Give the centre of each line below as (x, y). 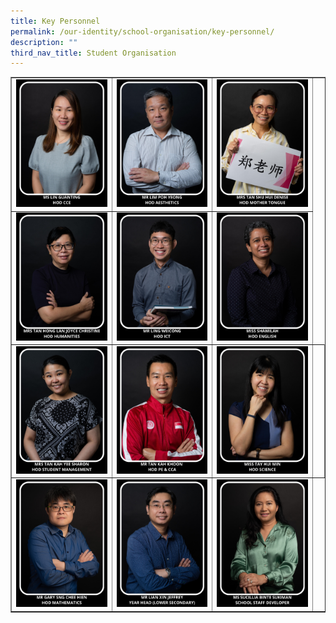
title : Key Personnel (55, 21)
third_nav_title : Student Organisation (93, 53)
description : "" (44, 42)
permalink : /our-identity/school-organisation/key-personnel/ (142, 31)
